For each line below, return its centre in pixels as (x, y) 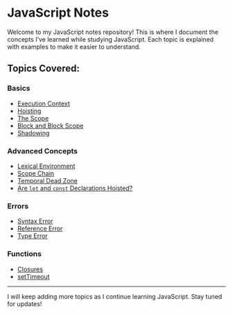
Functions (24, 254)
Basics (19, 88)
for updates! (25, 304)
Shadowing (33, 133)
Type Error (33, 236)
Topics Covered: (43, 68)
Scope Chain (35, 173)
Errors (18, 206)
